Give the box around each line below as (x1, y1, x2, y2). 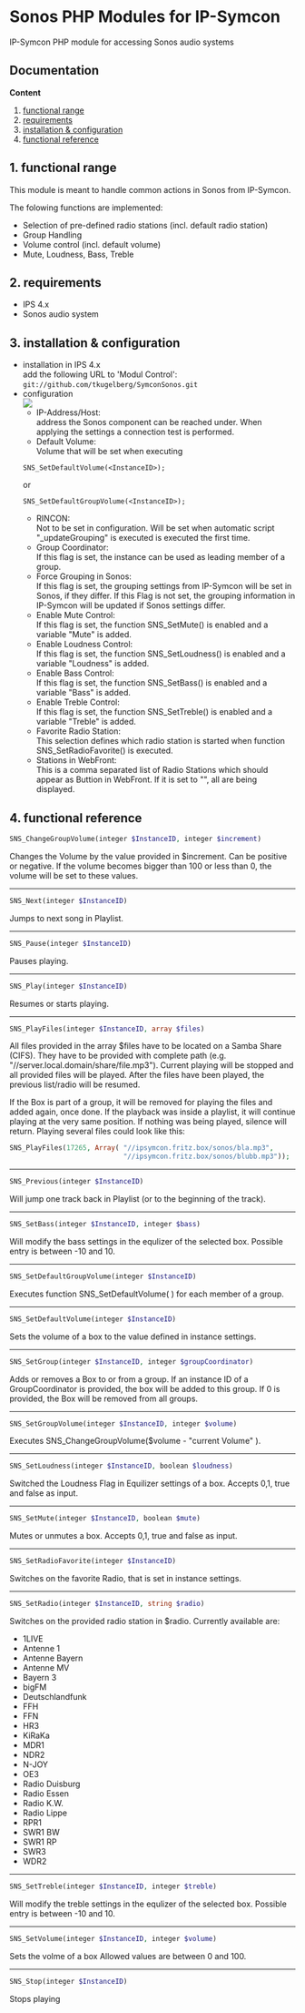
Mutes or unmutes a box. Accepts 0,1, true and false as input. (9, 1530, 238, 1541)
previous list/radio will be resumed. (9, 1079, 141, 1090)
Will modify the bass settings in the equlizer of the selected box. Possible (9, 1235, 283, 1246)
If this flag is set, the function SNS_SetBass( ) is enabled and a (35, 677, 268, 688)
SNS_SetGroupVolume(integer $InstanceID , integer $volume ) (9, 1418, 238, 1428)
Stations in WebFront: (35, 755, 117, 766)
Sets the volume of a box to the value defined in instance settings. (9, 1331, 257, 1342)
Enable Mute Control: (35, 610, 116, 621)
